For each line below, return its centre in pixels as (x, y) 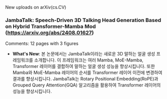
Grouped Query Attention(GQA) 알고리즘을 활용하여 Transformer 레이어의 (87, 85)
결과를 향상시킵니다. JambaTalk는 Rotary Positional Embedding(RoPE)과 (85, 79)
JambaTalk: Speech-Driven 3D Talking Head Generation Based (83, 20)
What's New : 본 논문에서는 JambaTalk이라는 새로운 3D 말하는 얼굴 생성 (84, 54)
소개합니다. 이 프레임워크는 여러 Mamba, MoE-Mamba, (89, 60)
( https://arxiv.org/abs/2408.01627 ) (50, 32)
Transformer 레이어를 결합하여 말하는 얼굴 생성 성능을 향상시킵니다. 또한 (83, 66)
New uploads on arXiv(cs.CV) (36, 7)
